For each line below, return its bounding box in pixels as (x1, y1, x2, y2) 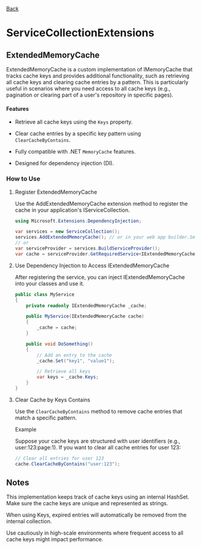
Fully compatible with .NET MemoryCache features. (14, 148, 136, 155)
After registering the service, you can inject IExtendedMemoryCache (14, 273, 185, 281)
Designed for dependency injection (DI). (14, 160, 114, 167)
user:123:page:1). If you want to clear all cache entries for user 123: (14, 443, 181, 451)
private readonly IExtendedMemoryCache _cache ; (26, 302, 147, 308)
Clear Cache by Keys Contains (14, 396, 91, 403)
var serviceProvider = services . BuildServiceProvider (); (14, 245, 161, 251)
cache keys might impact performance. (6, 536, 104, 543)
